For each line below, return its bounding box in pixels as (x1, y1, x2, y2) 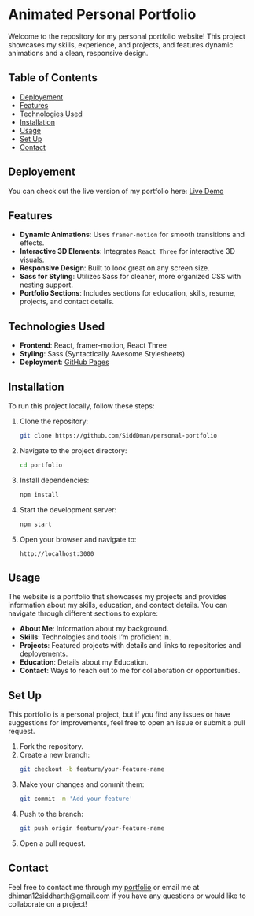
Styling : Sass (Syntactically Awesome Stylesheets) (19, 349, 186, 359)
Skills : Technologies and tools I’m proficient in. (19, 632, 171, 642)
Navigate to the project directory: (19, 445, 127, 455)
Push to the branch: (19, 809, 84, 818)
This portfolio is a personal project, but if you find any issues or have (8, 709, 230, 719)
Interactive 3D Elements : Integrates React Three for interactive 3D (19, 247, 236, 256)
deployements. (19, 649, 68, 659)
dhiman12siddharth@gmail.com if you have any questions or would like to (8, 891, 246, 900)
